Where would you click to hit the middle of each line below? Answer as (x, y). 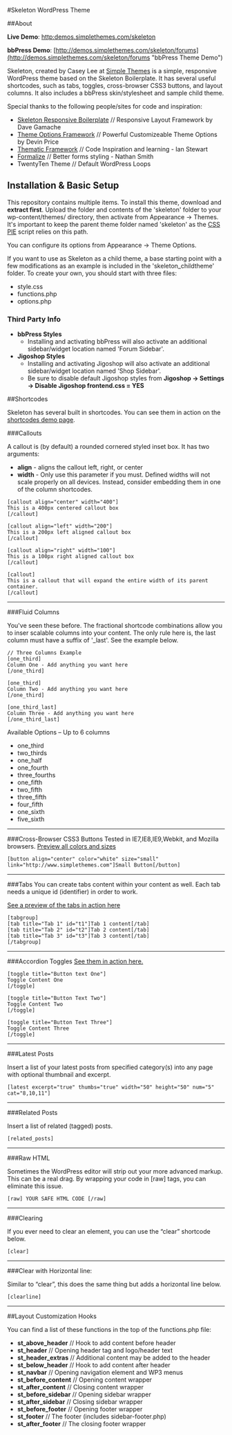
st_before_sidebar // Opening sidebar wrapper (84, 1395)
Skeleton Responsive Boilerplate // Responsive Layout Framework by (115, 120)
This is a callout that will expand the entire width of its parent (108, 581)
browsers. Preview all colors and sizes (61, 846)
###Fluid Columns (33, 612)
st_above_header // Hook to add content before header (96, 1343)
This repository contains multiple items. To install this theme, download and (115, 202)
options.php (34, 301)
